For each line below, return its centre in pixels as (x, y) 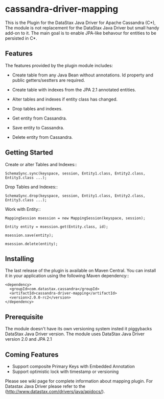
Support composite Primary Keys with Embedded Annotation (73, 366)
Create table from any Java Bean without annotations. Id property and (82, 75)
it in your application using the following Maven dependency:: (67, 276)
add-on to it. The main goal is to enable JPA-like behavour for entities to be (81, 33)
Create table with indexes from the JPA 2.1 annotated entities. (74, 90)
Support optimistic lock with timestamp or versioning (65, 372)
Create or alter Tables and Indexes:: (41, 164)
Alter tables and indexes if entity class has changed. (65, 99)
